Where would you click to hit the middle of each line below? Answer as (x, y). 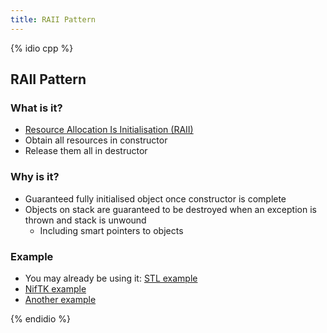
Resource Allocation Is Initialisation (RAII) (109, 130)
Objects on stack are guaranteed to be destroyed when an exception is (170, 209)
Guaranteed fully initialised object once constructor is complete (155, 198)
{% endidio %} (41, 318)
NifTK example (55, 288)
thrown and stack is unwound (85, 220)
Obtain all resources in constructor (96, 140)
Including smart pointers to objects (111, 230)
